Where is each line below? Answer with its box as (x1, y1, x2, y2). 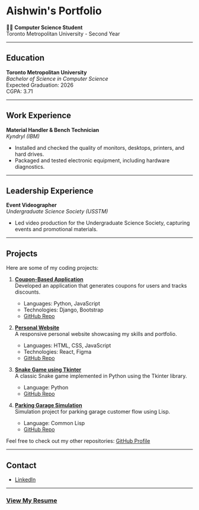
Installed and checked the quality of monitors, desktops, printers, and (14, 144, 185, 151)
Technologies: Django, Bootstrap (23, 306, 104, 313)
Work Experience (6, 111, 72, 121)
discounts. (14, 288, 40, 295)
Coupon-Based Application (14, 276, 84, 283)
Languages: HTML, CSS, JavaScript (23, 342, 111, 349)
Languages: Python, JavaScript (23, 300, 101, 307)
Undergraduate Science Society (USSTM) (6, 208, 108, 215)
